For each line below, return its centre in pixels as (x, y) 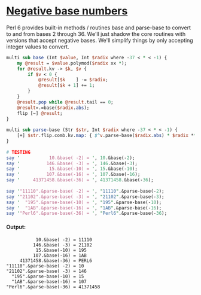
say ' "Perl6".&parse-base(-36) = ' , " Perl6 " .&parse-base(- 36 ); (87, 214)
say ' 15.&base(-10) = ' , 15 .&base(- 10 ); (72, 169)
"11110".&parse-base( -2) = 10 (45, 266)
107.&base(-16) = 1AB (60, 256)
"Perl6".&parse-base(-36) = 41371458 (53, 287)
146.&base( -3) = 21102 (63, 245)
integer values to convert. (38, 47)
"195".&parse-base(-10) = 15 (48, 276)
